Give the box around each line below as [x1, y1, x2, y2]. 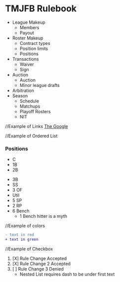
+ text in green [5, 237, 39, 242]
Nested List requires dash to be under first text [19, 271, 115, 277]
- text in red [5, 233, 35, 238]
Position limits [19, 45, 48, 51]
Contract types [19, 40, 50, 46]
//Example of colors [5, 223, 45, 229]
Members [19, 24, 40, 30]
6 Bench [12, 208, 30, 214]
